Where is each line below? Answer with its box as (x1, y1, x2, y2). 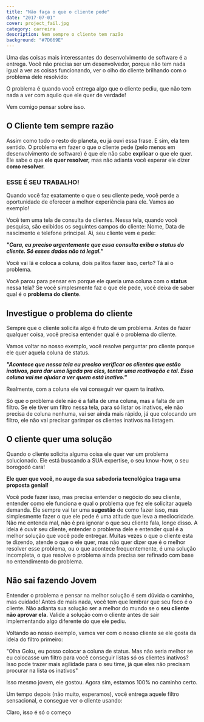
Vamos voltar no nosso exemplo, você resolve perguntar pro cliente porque (6, 342, 195, 349)
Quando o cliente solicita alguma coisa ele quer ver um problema (6, 450, 169, 458)
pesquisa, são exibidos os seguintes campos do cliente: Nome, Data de (6, 223, 185, 230)
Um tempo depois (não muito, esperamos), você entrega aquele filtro (6, 690, 179, 698)
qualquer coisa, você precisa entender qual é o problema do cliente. (6, 331, 177, 338)
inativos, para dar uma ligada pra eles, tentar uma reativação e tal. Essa (6, 367, 194, 374)
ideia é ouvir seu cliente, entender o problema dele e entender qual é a (6, 525, 183, 532)
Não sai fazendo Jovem (6, 576, 97, 586)
